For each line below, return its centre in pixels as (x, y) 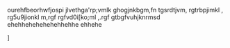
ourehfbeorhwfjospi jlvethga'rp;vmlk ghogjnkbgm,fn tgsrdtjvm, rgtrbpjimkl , (115, 10)
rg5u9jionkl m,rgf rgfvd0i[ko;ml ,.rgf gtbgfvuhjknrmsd (84, 17)
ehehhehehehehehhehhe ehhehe (55, 24)
